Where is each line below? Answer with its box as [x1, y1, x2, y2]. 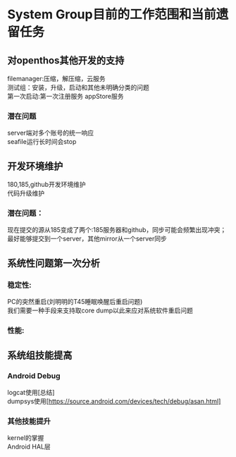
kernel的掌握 [7, 434, 44, 441]
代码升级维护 [7, 189, 44, 197]
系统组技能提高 [7, 350, 73, 362]
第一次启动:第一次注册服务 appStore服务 [7, 92, 124, 100]
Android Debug [7, 371, 61, 381]
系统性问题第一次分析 [7, 257, 100, 269]
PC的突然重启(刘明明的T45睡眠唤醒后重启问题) [7, 298, 143, 306]
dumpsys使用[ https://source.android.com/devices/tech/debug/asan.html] [7, 396, 221, 406]
